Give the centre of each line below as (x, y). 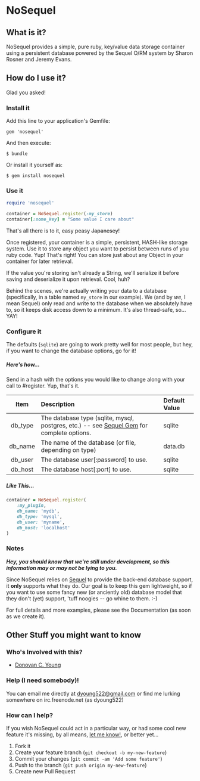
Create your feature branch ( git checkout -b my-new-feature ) (91, 752)
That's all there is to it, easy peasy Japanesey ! (63, 231)
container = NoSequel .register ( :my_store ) (60, 214)
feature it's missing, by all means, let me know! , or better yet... (82, 734)
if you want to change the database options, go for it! (71, 351)
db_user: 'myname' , (41, 522)
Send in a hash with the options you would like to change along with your (96, 380)
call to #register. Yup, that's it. (43, 386)
